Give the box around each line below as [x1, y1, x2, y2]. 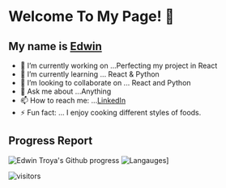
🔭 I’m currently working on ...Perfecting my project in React [19, 61, 218, 70]
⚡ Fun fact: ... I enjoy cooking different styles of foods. [19, 108, 202, 117]
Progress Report [8, 134, 93, 148]
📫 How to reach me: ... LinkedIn [19, 96, 126, 105]
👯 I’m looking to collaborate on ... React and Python [19, 78, 192, 87]
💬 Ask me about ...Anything [19, 86, 112, 96]
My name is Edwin [8, 40, 103, 53]
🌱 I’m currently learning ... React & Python [19, 69, 160, 79]
